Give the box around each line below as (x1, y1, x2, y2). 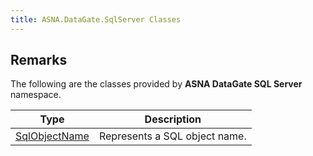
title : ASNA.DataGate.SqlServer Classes (10, 14, 182, 25)
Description (144, 112, 202, 126)
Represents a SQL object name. (98, 129, 247, 143)
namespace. (10, 89, 62, 101)
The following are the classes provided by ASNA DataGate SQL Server (10, 78, 303, 90)
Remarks (10, 52, 68, 69)
